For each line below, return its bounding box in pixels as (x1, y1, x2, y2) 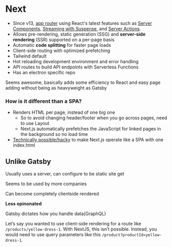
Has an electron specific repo (12, 69, 75, 75)
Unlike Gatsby (5, 157, 51, 166)
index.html (12, 142, 35, 148)
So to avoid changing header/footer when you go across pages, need (20, 115, 167, 121)
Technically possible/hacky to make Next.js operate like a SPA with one (12, 137, 164, 143)
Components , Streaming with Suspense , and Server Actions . (12, 25, 141, 31)
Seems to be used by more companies (5, 181, 87, 187)
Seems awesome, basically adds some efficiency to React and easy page (5, 79, 161, 85)
